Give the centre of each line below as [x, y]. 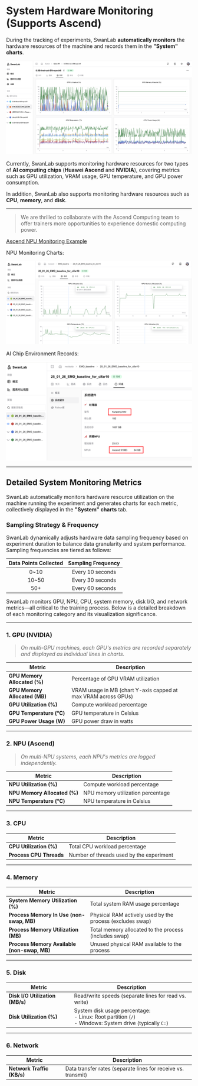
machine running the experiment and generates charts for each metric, [92, 503]
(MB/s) [17, 1002]
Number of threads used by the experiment [121, 855]
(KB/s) [17, 1075]
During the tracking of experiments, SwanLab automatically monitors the [95, 40]
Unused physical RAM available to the [136, 944]
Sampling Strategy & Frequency [52, 524]
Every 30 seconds [94, 580]
